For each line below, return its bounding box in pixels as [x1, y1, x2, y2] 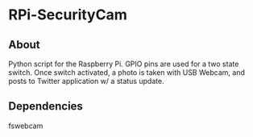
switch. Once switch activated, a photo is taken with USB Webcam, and [8, 68, 246, 77]
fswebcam [8, 121, 44, 131]
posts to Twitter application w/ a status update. [8, 77, 164, 85]
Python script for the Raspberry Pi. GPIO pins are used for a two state [8, 59, 239, 68]
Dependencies [8, 99, 83, 114]
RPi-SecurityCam [8, 6, 127, 24]
